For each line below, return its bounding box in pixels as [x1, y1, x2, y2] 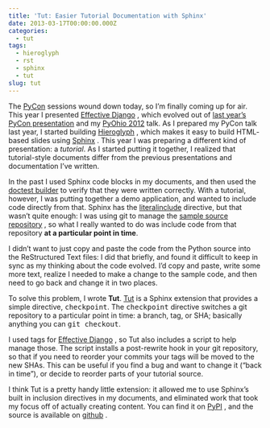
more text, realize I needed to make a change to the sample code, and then [8, 269, 258, 278]
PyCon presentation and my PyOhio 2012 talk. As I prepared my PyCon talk [8, 118, 258, 128]
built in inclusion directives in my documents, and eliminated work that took [8, 393, 259, 402]
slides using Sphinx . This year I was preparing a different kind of [31, 135, 247, 145]
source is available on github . [8, 409, 108, 419]
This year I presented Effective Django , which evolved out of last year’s [8, 109, 247, 119]
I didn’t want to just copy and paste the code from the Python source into [8, 243, 251, 253]
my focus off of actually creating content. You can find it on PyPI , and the [8, 401, 254, 411]
